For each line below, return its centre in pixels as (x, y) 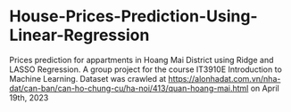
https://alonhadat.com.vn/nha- (224, 78)
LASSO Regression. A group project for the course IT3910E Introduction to (146, 69)
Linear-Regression (79, 35)
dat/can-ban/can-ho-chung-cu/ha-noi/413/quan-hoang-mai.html (129, 88)
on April (265, 88)
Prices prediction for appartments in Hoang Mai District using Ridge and (141, 60)
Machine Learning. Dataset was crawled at (88, 78)
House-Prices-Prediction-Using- (133, 16)
